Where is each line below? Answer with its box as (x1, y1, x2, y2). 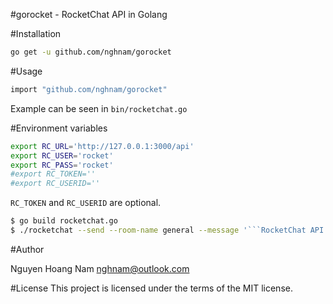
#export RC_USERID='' (10, 179, 101, 189)
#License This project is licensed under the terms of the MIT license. (10, 282, 293, 294)
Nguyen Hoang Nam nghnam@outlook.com (10, 262, 190, 274)
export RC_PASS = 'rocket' (10, 160, 114, 170)
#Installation (10, 28, 62, 39)
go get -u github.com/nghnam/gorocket (10, 47, 172, 57)
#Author (10, 243, 45, 255)
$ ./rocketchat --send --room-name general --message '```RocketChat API (10, 225, 325, 235)
